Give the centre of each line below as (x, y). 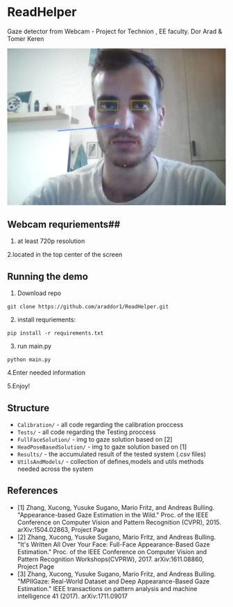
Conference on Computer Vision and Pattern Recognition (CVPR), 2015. (119, 522)
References (33, 491)
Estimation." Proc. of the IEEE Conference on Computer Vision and (112, 551)
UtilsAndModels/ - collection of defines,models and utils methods (111, 462)
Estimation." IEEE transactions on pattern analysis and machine (107, 588)
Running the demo (48, 276)
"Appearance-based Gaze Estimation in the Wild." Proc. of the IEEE (113, 515)
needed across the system (55, 469)
